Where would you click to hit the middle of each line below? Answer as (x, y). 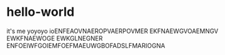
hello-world (41, 12)
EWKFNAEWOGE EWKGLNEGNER (55, 38)
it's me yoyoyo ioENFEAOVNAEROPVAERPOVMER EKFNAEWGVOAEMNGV (112, 31)
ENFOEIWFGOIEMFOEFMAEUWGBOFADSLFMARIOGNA (86, 45)
